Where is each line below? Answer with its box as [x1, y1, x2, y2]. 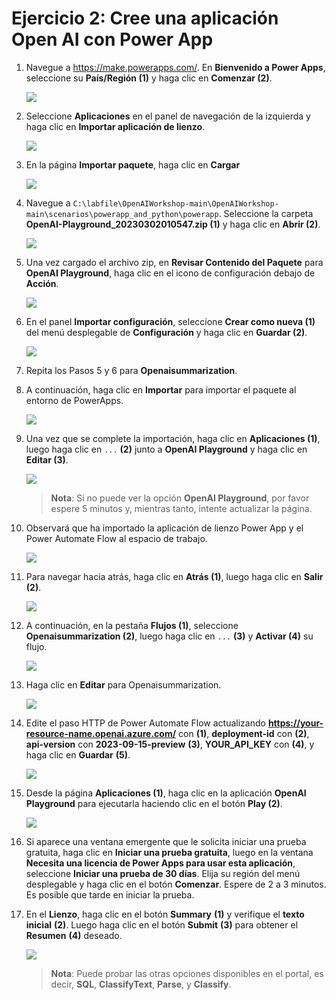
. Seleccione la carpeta [218, 207, 314, 219]
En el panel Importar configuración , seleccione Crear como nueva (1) [25, 315, 316, 327]
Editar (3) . [25, 453, 69, 466]
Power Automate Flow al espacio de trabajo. [25, 532, 208, 544]
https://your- [267, 717, 324, 729]
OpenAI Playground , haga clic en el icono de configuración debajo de [25, 267, 316, 279]
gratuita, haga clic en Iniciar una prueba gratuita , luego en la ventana [25, 846, 314, 858]
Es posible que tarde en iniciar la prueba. [25, 888, 195, 901]
